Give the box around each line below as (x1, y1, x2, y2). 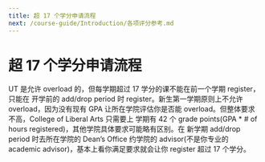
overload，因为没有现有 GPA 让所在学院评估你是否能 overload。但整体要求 (8, 104, 255, 114)
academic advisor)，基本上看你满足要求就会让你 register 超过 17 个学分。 (8, 144, 251, 154)
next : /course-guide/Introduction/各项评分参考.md (8, 19, 174, 27)
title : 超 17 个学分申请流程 (8, 11, 96, 20)
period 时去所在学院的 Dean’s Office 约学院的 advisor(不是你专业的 (8, 134, 229, 144)
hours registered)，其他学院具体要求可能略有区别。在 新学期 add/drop (8, 124, 241, 134)
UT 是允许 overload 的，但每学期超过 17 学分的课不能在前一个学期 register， (8, 84, 260, 94)
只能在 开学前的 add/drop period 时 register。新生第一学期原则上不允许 (8, 94, 243, 104)
